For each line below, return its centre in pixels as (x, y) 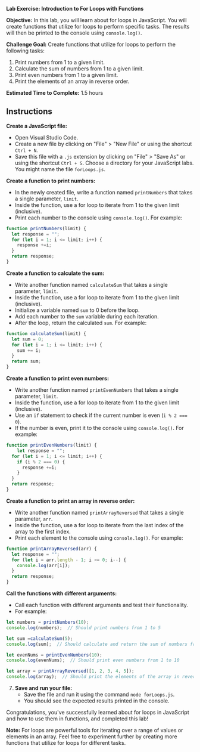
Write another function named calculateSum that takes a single (91, 284)
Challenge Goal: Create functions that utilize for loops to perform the (91, 44)
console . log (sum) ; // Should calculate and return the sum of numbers (97, 644)
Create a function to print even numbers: (57, 379)
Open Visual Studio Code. (46, 137)
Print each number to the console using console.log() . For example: (99, 218)
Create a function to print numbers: (51, 181)
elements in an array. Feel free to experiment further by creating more (92, 736)
